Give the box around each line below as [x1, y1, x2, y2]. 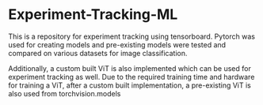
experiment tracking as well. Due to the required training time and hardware [8, 72, 255, 81]
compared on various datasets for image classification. [8, 48, 188, 58]
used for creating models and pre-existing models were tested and [8, 39, 227, 49]
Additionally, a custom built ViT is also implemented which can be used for [8, 63, 251, 73]
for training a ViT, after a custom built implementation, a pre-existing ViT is [8, 81, 251, 90]
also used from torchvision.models [8, 88, 121, 98]
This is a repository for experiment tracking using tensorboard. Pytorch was [8, 32, 256, 41]
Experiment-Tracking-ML [8, 6, 178, 24]
